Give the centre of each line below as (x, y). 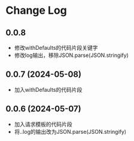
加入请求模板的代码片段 (43, 124)
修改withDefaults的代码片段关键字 (56, 48)
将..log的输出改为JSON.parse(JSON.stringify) (70, 131)
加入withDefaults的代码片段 (48, 89)
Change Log (36, 10)
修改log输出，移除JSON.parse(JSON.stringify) (71, 55)
